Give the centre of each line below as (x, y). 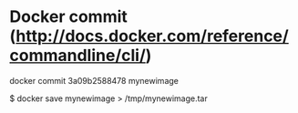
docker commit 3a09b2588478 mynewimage (94, 80)
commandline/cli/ (77, 56)
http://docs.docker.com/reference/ (152, 36)
